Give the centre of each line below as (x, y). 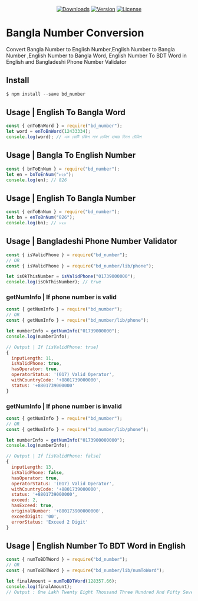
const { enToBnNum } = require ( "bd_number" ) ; (63, 212)
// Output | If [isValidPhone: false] (54, 456)
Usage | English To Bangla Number (71, 198)
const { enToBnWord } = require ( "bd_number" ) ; (64, 126)
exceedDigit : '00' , (35, 517)
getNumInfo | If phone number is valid (61, 297)
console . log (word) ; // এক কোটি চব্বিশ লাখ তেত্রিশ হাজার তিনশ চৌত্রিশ (74, 137)
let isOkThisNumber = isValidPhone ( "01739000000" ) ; (71, 277)
